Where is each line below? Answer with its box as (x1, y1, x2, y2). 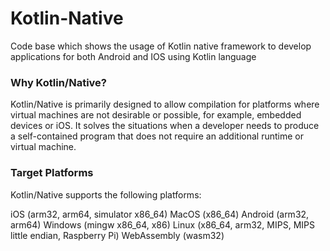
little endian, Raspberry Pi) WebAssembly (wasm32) (10, 229, 225, 241)
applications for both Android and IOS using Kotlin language (10, 50, 257, 62)
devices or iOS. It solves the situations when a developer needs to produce (10, 120, 320, 132)
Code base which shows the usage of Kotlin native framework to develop (10, 40, 312, 52)
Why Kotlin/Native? (10, 75, 107, 89)
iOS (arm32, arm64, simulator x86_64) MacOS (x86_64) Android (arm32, (10, 208, 310, 220)
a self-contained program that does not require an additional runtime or (10, 130, 304, 142)
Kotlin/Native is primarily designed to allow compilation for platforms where (10, 98, 320, 111)
